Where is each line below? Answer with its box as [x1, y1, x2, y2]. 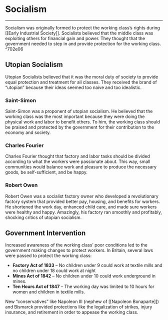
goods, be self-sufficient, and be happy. [5, 169, 88, 175]
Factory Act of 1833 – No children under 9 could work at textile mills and [12, 262, 162, 268]
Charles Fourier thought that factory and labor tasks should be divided [5, 153, 150, 159]
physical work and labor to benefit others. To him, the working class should [5, 119, 160, 125]
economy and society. [5, 129, 51, 135]
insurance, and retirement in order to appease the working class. [5, 309, 138, 315]
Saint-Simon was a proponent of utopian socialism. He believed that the [5, 108, 153, 114]
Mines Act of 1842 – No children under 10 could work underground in [12, 273, 156, 279]
